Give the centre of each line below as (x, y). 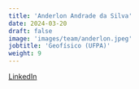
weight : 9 (25, 53)
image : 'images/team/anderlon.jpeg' (70, 38)
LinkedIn (23, 76)
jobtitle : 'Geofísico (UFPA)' (60, 46)
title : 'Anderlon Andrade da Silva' (70, 16)
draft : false (30, 31)
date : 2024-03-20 (38, 23)
